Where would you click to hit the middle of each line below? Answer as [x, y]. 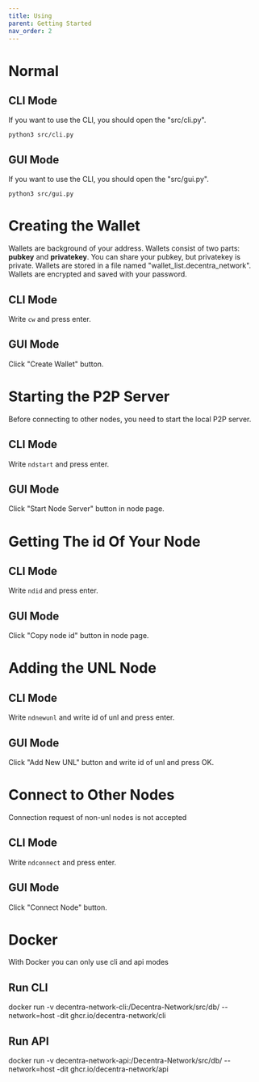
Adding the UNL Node [83, 668]
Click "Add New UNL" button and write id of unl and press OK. [111, 762]
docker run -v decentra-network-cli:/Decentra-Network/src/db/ [114, 1007]
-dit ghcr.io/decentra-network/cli [111, 1016]
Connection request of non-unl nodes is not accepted [98, 817]
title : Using [30, 16]
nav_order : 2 [30, 31]
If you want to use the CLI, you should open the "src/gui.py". [109, 180]
